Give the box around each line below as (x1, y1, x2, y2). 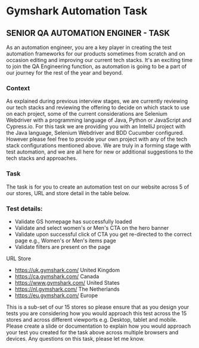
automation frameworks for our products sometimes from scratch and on (6, 50, 186, 57)
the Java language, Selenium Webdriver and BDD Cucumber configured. (6, 130, 185, 137)
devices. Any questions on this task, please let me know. (6, 335, 145, 342)
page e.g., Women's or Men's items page (14, 237, 116, 244)
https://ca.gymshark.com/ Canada (14, 273, 99, 280)
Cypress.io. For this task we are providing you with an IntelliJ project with (6, 123, 186, 130)
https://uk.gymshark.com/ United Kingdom (14, 266, 120, 273)
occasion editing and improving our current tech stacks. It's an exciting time (6, 57, 193, 63)
